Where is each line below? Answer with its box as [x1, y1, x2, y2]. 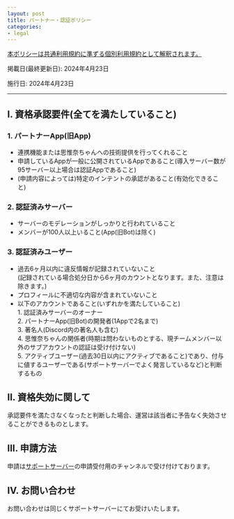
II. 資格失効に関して [7, 391, 91, 403]
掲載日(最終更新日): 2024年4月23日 [7, 64, 109, 73]
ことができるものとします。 [13, 420, 93, 428]
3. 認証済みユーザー [7, 247, 73, 257]
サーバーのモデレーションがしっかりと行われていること [17, 219, 176, 227]
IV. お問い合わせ [7, 484, 76, 496]
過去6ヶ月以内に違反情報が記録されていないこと [17, 264, 156, 273]
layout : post [7, 10, 45, 17]
